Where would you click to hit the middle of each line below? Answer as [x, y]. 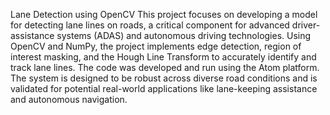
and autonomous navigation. [69, 99]
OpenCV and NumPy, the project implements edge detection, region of [156, 46]
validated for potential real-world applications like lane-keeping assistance [164, 88]
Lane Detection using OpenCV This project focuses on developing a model [164, 14]
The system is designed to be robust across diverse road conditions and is [164, 78]
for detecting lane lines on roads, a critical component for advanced [150, 25]
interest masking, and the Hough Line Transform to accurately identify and [163, 57]
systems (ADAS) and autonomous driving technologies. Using [184, 35]
